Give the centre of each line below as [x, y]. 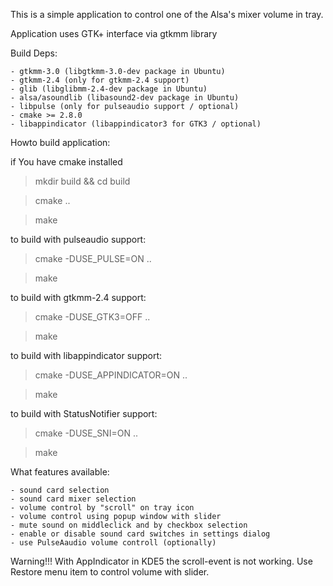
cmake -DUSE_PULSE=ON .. [93, 258]
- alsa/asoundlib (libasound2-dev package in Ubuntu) [125, 98]
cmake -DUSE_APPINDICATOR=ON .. [111, 375]
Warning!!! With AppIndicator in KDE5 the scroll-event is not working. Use [161, 561]
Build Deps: [34, 53]
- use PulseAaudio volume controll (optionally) [113, 543]
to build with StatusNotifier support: [84, 413]
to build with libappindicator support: [86, 355]
